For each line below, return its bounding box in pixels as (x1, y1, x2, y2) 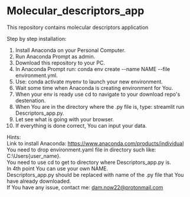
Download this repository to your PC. (15, 59, 106, 66)
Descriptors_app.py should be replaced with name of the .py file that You (6, 171, 184, 178)
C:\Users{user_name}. (6, 152, 61, 159)
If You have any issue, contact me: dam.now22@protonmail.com (6, 183, 163, 190)
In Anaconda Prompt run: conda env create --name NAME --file (15, 65, 171, 72)
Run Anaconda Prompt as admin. (15, 53, 96, 60)
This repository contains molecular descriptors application (6, 24, 149, 31)
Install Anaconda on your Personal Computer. (15, 46, 126, 54)
